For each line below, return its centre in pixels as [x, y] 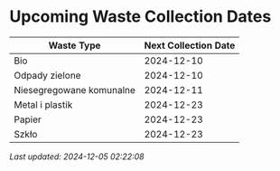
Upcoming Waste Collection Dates [140, 17]
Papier [28, 119]
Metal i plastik [43, 104]
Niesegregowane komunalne [75, 90]
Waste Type [75, 45]
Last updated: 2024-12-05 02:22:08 [77, 157]
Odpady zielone [47, 75]
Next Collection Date [190, 45]
